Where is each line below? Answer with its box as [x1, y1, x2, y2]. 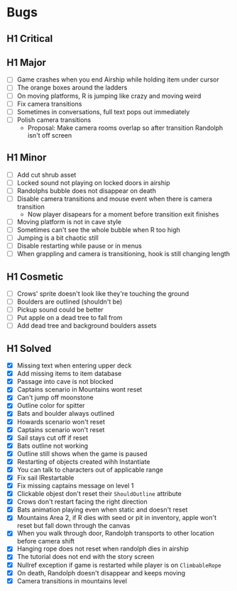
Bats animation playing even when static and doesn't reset [16, 505, 188, 514]
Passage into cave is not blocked [16, 377, 114, 386]
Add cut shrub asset [16, 170, 77, 179]
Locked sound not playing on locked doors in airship [16, 178, 170, 187]
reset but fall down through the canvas [16, 521, 131, 530]
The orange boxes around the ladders [16, 83, 128, 92]
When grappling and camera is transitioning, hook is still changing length [16, 250, 231, 258]
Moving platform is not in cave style [16, 217, 122, 226]
